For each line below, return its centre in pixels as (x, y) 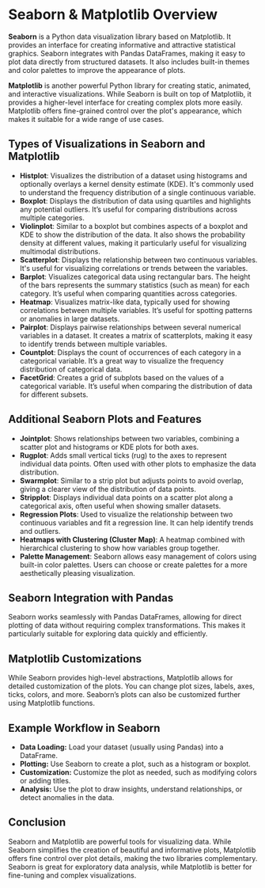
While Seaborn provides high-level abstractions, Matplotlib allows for (121, 678)
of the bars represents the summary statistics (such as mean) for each (134, 285)
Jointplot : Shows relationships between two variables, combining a (129, 438)
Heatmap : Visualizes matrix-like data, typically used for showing (125, 302)
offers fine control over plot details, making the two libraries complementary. (133, 858)
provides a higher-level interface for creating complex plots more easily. (125, 102)
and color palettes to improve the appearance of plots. (97, 70)
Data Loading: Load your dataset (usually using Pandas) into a (121, 747)
